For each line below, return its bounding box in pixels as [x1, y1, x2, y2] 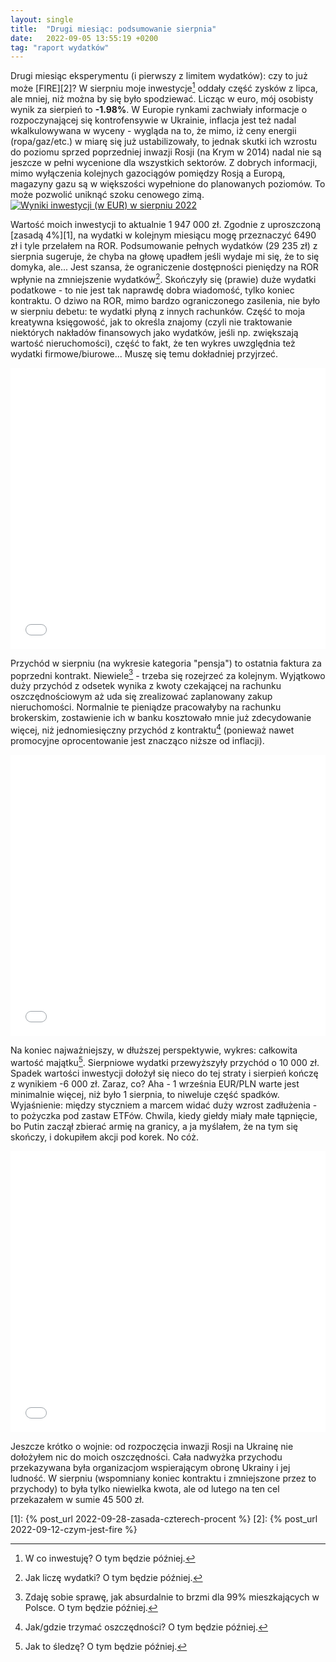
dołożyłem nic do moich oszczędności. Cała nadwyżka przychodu [10, 1451, 283, 1463]
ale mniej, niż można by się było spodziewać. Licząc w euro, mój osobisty [10, 92, 314, 105]
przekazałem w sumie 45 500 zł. [10, 1493, 145, 1505]
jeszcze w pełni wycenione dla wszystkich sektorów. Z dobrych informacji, [10, 156, 318, 168]
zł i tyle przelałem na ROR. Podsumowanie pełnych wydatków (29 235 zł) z [10, 239, 318, 251]
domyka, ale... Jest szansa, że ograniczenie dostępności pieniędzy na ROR [10, 261, 319, 273]
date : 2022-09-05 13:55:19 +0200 [10, 33, 159, 43]
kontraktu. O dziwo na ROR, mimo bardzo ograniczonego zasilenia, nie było [10, 294, 321, 306]
